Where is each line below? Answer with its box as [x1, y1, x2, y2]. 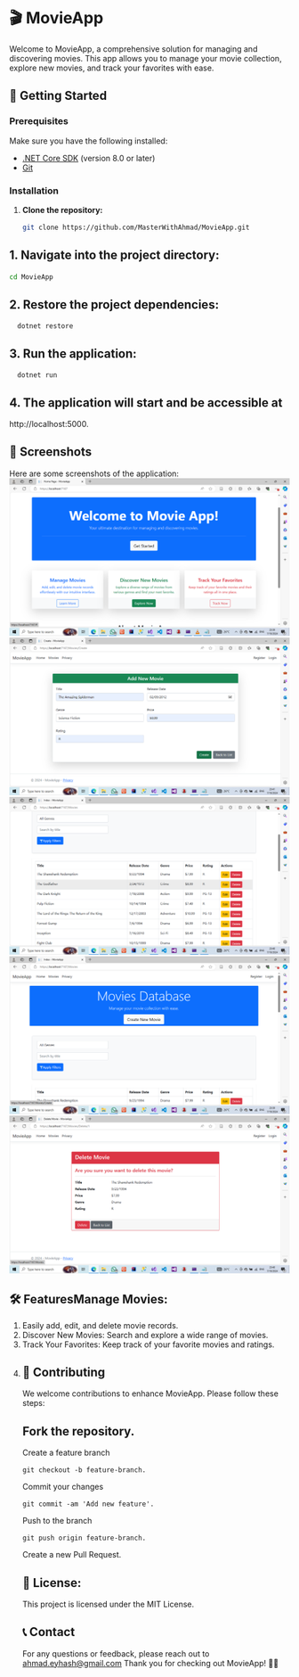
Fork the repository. [21, 1424, 135, 1439]
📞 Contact [21, 1624, 76, 1640]
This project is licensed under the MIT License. [21, 1599, 195, 1609]
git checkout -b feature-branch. [21, 1466, 147, 1475]
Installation [9, 185, 60, 197]
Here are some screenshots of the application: [9, 468, 180, 479]
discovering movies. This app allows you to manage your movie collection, [9, 53, 282, 63]
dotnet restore [17, 322, 74, 331]
